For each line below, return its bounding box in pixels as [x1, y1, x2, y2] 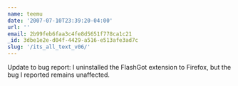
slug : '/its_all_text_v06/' [7, 43, 91, 50]
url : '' [7, 23, 31, 31]
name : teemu [7, 10, 43, 18]
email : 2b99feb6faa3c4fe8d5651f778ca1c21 [7, 30, 133, 38]
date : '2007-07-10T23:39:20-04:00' [7, 17, 113, 24]
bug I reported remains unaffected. [7, 70, 110, 79]
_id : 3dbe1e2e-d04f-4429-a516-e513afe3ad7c [7, 37, 139, 44]
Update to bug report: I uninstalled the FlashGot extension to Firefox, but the [7, 63, 232, 71]
